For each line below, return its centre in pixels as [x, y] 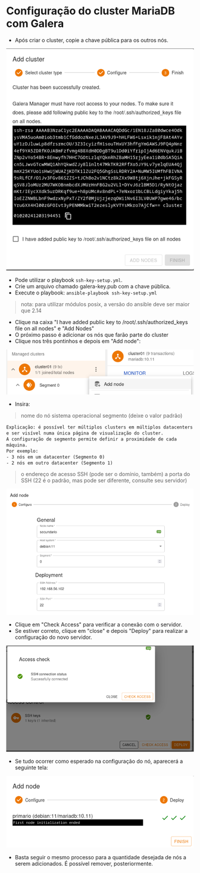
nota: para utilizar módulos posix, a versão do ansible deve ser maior [105, 305]
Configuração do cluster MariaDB [91, 11]
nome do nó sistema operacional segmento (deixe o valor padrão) [101, 415]
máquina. [17, 445]
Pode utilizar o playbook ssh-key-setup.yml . [69, 280]
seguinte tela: [32, 768]
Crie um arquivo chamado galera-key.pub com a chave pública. [93, 287]
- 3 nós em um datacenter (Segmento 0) [56, 457]
